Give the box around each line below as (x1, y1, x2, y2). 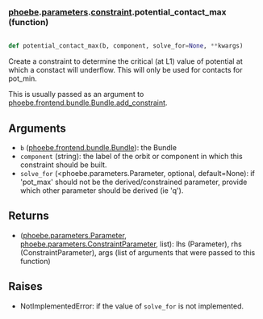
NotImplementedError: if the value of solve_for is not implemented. (19, 301, 244, 311)
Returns (8, 209, 50, 223)
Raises (8, 279, 43, 293)
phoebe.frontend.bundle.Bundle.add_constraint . (8, 98, 168, 107)
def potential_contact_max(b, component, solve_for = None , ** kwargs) (8, 42, 244, 50)
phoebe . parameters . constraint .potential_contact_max (8, 6, 228, 18)
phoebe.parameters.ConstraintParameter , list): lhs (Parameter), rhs (19, 239, 242, 249)
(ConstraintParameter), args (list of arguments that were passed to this (19, 247, 256, 257)
